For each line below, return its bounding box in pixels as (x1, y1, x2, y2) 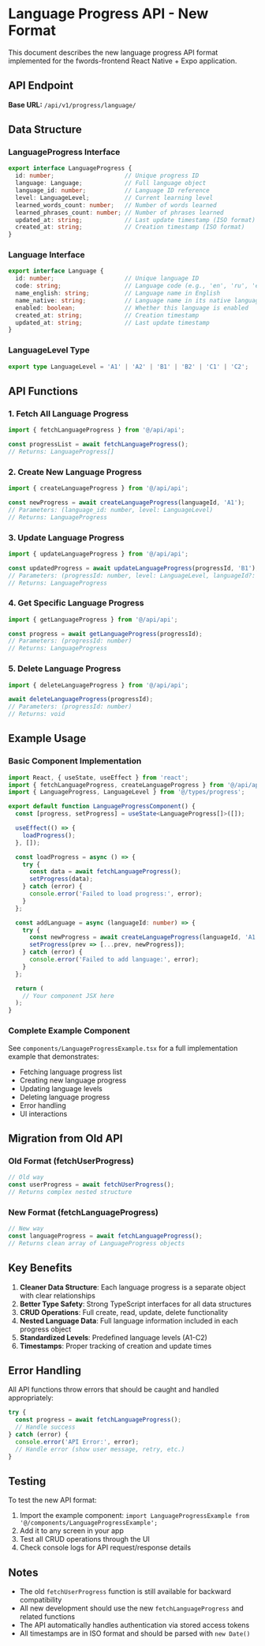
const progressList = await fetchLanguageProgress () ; (8, 440, 189, 449)
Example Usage (8, 732, 87, 745)
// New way (8, 1225, 44, 1233)
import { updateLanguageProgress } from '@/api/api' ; (8, 550, 189, 558)
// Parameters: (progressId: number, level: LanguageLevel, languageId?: (8, 571, 256, 579)
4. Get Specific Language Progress (8, 597, 144, 608)
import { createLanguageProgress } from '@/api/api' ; (8, 484, 189, 492)
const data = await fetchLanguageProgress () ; (28, 868, 181, 876)
